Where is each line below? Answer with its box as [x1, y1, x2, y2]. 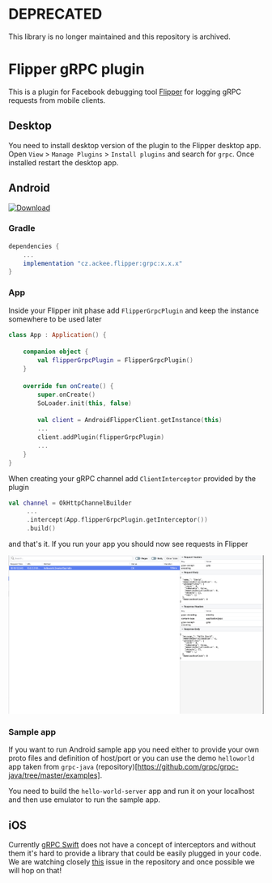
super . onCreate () [37, 390, 96, 399]
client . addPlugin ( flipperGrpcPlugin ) [37, 433, 164, 441]
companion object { [23, 348, 89, 356]
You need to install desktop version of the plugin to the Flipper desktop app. [8, 140, 261, 150]
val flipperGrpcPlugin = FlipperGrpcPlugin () [37, 356, 194, 365]
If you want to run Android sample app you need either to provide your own [8, 744, 259, 754]
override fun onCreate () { [23, 382, 114, 390]
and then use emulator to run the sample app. [8, 795, 160, 804]
